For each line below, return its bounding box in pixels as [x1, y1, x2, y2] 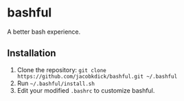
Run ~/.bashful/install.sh [16, 79, 95, 87]
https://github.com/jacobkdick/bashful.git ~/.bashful [16, 73, 178, 80]
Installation [7, 47, 56, 59]
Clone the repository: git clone [16, 65, 106, 74]
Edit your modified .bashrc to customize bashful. [16, 86, 155, 94]
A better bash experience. [7, 27, 81, 36]
